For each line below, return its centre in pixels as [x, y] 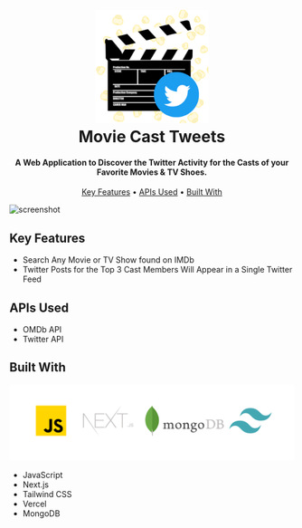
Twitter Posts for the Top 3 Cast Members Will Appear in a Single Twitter [157, 270]
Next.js [36, 485]
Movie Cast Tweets [152, 137]
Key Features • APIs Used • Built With [152, 192]
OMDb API [42, 330]
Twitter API [43, 340]
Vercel [34, 504]
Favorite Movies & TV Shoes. [152, 172]
